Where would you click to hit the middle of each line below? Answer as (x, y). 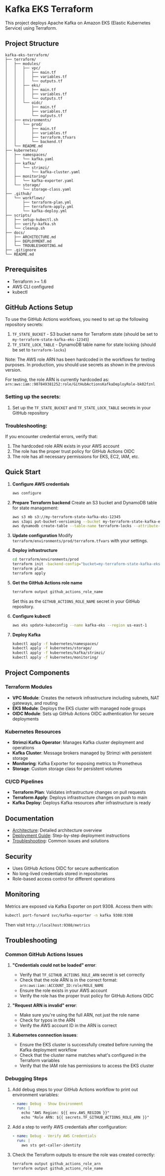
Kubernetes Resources (33, 732)
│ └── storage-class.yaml (38, 189)
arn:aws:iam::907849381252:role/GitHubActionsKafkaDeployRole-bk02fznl (80, 385)
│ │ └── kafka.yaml (30, 159)
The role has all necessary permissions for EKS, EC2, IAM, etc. (76, 456)
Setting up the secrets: (33, 397)
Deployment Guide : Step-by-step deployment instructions (71, 835)
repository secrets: (24, 325)
